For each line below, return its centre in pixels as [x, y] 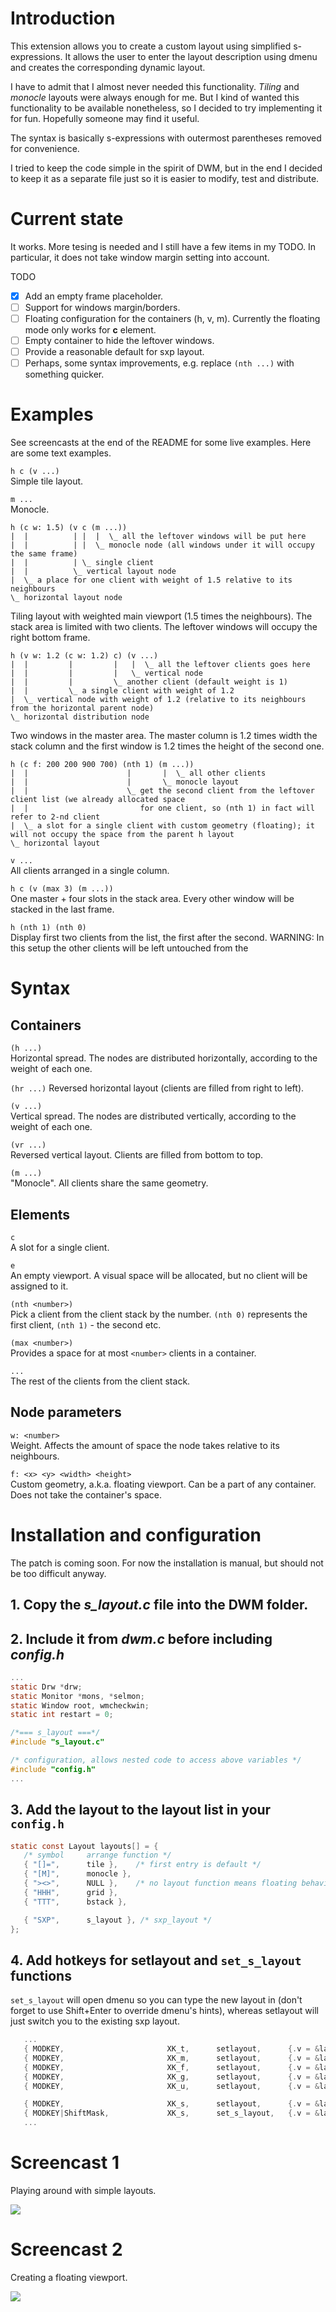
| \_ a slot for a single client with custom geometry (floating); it [162, 826]
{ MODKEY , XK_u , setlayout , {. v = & [171, 2086]
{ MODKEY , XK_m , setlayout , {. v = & [171, 2058]
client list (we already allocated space [98, 800]
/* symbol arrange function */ [97, 1855]
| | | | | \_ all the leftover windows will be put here [158, 537]
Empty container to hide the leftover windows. [119, 341]
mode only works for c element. [90, 330]
